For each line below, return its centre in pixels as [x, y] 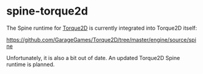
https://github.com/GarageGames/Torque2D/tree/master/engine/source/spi [102, 39]
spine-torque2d [47, 11]
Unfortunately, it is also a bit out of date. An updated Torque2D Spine [93, 58]
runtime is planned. [31, 64]
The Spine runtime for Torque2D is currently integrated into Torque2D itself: [102, 28]
